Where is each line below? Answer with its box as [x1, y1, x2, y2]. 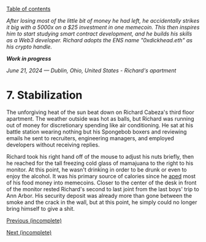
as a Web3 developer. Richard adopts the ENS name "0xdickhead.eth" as [6, 37, 193, 43]
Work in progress [6, 55, 51, 62]
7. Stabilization [6, 88, 83, 102]
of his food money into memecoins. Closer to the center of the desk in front [6, 179, 197, 186]
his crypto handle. [6, 43, 52, 50]
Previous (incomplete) [6, 217, 63, 224]
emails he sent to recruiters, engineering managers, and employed [6, 134, 174, 142]
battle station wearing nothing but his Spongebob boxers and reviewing [6, 128, 187, 135]
